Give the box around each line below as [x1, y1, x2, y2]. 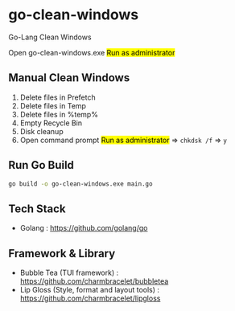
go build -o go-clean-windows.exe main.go [8, 179, 153, 188]
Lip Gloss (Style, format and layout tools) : [19, 285, 159, 295]
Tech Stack [8, 202, 66, 215]
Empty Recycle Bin [19, 118, 83, 128]
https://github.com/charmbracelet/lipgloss [19, 293, 161, 303]
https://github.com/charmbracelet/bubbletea [19, 276, 169, 286]
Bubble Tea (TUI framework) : [19, 268, 119, 278]
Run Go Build [8, 158, 75, 172]
